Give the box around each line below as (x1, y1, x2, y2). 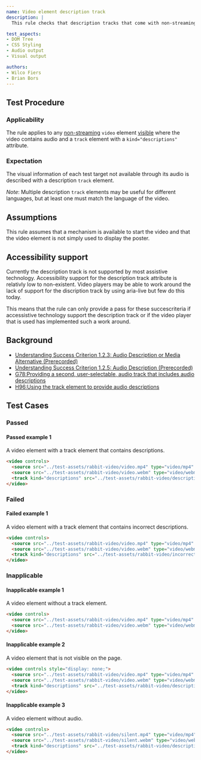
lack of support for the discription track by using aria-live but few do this (6, 287, 185, 294)
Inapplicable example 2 (6, 641, 65, 648)
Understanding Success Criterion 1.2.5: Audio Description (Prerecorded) (14, 364, 193, 371)
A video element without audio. (6, 714, 83, 722)
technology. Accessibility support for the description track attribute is (6, 274, 178, 281)
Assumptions (6, 212, 57, 222)
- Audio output (6, 47, 44, 54)
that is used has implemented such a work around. (6, 318, 131, 325)
